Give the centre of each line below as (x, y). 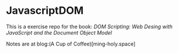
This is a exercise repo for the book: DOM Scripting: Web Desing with (89, 26)
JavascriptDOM (45, 11)
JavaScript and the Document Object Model (59, 32)
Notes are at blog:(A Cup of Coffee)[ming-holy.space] (71, 44)
